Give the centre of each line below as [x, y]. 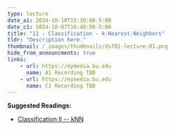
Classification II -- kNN [51, 119]
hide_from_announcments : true [52, 53]
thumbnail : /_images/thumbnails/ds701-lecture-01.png [88, 46]
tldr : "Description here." [47, 40]
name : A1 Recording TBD [61, 72]
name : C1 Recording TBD [61, 86]
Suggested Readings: [39, 105]
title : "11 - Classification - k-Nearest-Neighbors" [86, 33]
